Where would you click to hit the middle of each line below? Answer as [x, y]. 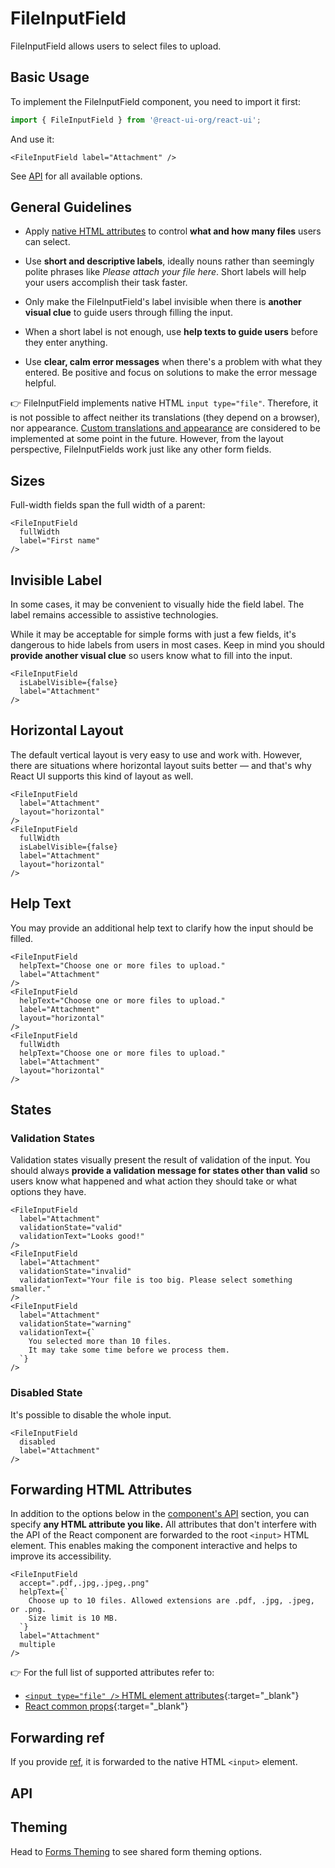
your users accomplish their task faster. [106, 283]
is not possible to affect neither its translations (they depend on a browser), [165, 418]
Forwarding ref [57, 1737]
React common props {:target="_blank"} [106, 1706]
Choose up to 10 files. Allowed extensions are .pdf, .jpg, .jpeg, [171, 1601]
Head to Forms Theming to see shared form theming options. [136, 1851]
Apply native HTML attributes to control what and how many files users [173, 231]
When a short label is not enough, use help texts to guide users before [171, 332]
